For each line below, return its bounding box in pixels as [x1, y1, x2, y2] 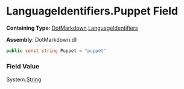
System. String [6, 76, 42, 83]
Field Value [6, 62, 40, 70]
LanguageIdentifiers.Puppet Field [6, 4, 179, 18]
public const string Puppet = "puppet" [6, 47, 107, 54]
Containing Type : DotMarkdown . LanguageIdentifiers [6, 24, 138, 31]
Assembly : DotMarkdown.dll [6, 36, 78, 43]
